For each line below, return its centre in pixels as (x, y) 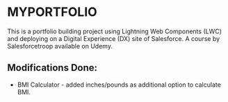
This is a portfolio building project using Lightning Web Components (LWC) (115, 31)
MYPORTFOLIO (52, 12)
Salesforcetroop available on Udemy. (60, 46)
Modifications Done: (52, 68)
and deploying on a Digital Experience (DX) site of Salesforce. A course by (114, 38)
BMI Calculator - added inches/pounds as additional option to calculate (119, 85)
